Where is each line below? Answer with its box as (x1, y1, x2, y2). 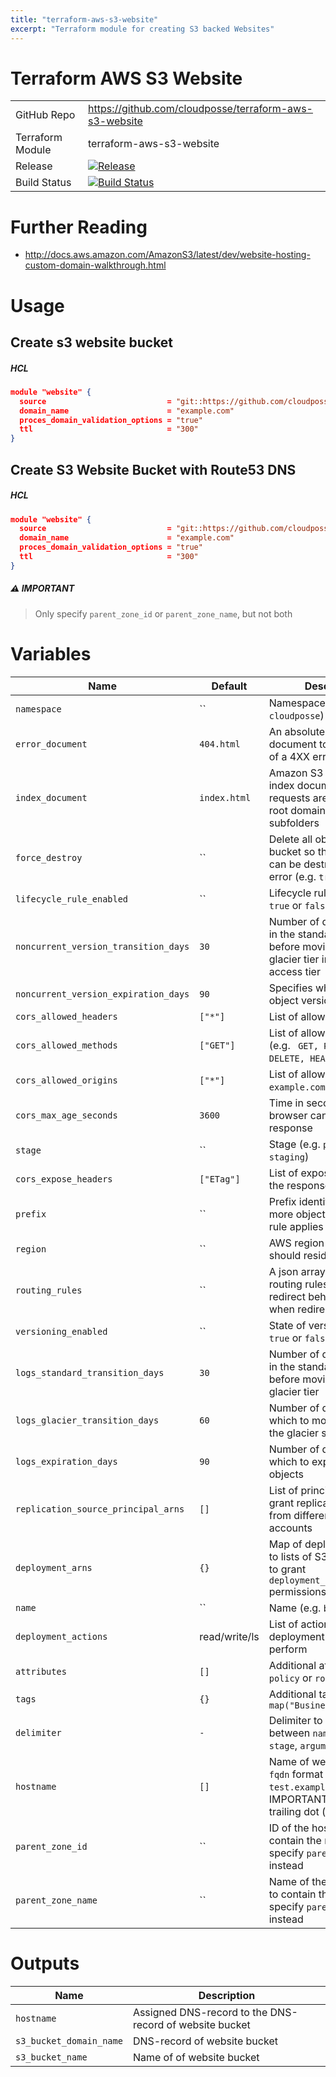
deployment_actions (15, 1631, 108, 1642)
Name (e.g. (268, 1601, 322, 1615)
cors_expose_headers (15, 1173, 113, 1185)
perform (268, 1642, 308, 1656)
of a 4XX (268, 749, 310, 763)
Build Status (15, 176, 72, 190)
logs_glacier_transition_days (15, 1414, 160, 1426)
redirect (268, 1289, 306, 1303)
